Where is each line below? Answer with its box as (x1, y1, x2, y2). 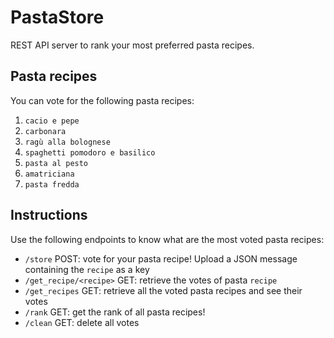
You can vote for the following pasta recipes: (10, 94, 195, 106)
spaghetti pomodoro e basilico (24, 147, 156, 158)
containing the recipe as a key (24, 263, 150, 275)
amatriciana (24, 169, 75, 179)
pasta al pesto (24, 158, 89, 168)
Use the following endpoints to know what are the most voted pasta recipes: (10, 233, 325, 245)
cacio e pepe (24, 116, 80, 126)
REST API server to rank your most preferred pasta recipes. (10, 39, 255, 51)
